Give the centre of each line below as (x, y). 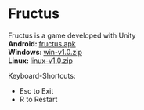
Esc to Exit (36, 90)
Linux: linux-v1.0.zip (40, 60)
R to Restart (38, 99)
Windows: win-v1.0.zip (45, 52)
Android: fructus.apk (42, 43)
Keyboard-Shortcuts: (42, 75)
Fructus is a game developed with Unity (72, 35)
